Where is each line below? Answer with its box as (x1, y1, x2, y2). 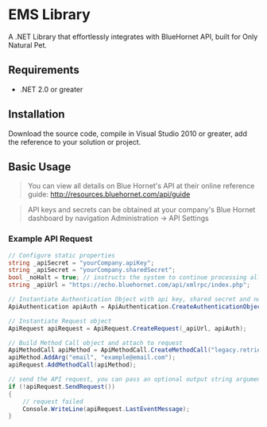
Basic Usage (8, 160, 72, 173)
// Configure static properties (8, 251, 115, 259)
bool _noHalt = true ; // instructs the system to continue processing (8, 274, 247, 281)
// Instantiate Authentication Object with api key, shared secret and (8, 296, 250, 304)
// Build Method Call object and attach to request (8, 339, 183, 347)
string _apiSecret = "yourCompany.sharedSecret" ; (8, 266, 176, 274)
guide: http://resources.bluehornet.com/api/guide (27, 189, 191, 200)
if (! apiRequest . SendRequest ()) (8, 382, 115, 390)
